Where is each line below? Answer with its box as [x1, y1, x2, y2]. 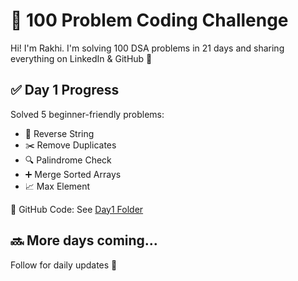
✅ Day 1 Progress [10, 82, 120, 99]
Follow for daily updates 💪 [10, 259, 118, 271]
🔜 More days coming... [10, 232, 158, 249]
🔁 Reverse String [24, 127, 95, 139]
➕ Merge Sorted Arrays [24, 168, 122, 180]
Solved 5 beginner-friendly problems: [10, 108, 165, 120]
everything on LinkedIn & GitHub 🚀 [10, 52, 153, 64]
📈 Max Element [24, 180, 91, 192]
